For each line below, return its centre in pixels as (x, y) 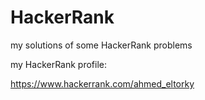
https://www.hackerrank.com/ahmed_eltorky (102, 83)
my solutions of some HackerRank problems (101, 45)
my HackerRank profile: (59, 64)
